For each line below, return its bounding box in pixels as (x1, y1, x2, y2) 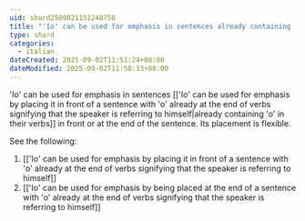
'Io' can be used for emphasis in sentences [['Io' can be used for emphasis (9, 88, 290, 100)
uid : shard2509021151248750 (9, 13, 117, 23)
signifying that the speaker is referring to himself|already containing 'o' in (9, 108, 285, 119)
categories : (9, 38, 55, 48)
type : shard (9, 30, 55, 39)
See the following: (9, 136, 77, 146)
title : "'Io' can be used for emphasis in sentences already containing (9, 22, 291, 31)
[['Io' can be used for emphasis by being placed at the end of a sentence (22, 182, 297, 193)
